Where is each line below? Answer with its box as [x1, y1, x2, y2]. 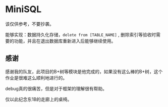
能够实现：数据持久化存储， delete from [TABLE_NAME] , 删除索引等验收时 [5, 31, 156, 37]
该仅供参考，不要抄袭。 [5, 21, 54, 27]
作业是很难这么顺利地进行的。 [5, 75, 67, 81]
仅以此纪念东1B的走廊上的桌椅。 [5, 96, 72, 102]
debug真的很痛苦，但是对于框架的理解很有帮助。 [5, 85, 107, 91]
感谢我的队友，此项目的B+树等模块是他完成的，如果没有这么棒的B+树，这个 [5, 68, 163, 74]
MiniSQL [5, 4, 42, 15]
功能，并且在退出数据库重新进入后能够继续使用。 [14, 38, 116, 44]
